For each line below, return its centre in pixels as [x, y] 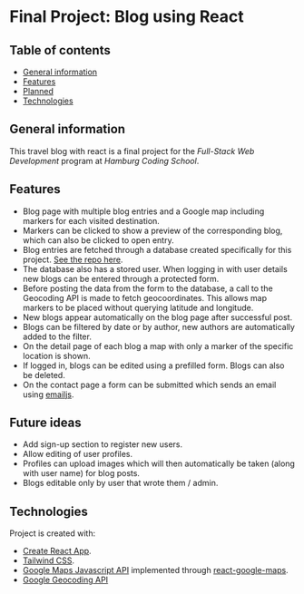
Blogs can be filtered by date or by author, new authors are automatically [158, 326]
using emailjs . [48, 394]
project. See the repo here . [73, 259]
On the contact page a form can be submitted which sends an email [149, 385]
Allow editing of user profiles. [78, 454]
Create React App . [57, 551]
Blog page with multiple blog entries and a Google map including [143, 211]
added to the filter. [57, 336]
